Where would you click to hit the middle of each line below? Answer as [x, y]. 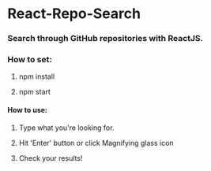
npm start [34, 92]
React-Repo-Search [74, 14]
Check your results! [51, 158]
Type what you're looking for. [66, 128]
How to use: [28, 110]
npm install [37, 76]
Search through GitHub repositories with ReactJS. [105, 39]
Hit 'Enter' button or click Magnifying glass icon [96, 143]
